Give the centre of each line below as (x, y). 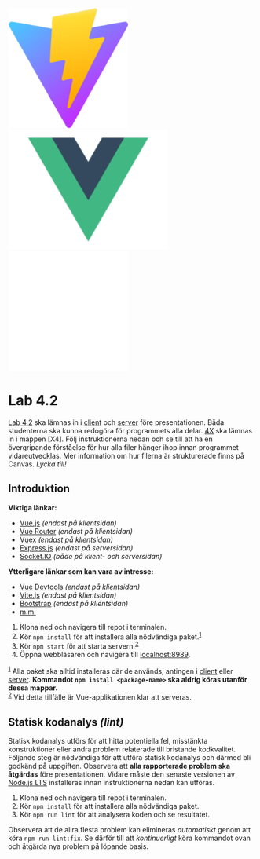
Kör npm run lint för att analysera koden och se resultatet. (115, 815)
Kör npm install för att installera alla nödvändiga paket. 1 (110, 636)
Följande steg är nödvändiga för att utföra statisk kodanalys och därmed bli (130, 758)
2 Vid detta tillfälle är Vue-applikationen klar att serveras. (100, 696)
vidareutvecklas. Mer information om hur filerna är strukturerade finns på (126, 455)
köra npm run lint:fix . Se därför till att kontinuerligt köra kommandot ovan (130, 838)
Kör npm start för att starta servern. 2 (79, 645)
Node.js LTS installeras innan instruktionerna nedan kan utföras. (112, 783)
